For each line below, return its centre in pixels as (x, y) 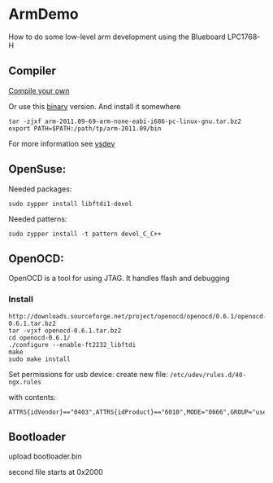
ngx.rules (25, 382)
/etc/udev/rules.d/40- (208, 375)
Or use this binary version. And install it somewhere (95, 106)
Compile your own (39, 90)
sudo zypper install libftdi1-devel (70, 204)
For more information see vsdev (62, 143)
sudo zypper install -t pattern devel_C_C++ (85, 234)
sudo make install (39, 359)
